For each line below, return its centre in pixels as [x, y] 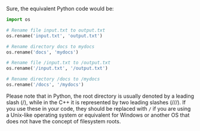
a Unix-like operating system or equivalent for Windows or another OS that [98, 115]
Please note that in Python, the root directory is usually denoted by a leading [100, 96]
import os [19, 20]
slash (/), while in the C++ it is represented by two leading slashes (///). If [96, 102]
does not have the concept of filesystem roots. [64, 121]
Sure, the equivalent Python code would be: [60, 9]
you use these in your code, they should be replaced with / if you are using [99, 108]
